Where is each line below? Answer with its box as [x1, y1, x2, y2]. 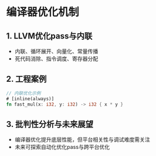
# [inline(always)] [6, 95, 55, 101]
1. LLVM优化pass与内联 [6, 31, 93, 41]
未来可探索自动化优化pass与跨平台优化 [14, 144, 110, 151]
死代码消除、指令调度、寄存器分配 [14, 55, 98, 62]
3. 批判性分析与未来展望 [6, 119, 94, 129]
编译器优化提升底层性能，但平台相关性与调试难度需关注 [14, 136, 150, 143]
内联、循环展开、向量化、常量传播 [14, 48, 98, 55]
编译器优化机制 [6, 5, 79, 19]
